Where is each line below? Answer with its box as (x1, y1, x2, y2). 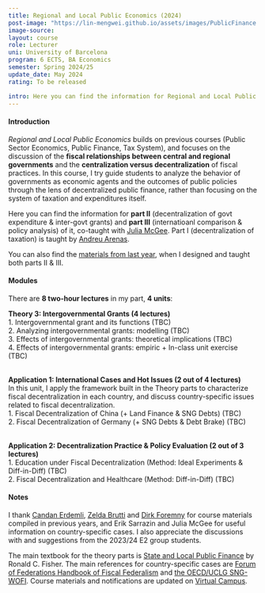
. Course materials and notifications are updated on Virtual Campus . (26, 576, 248, 585)
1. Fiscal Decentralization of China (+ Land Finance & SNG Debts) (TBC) (8, 408, 242, 418)
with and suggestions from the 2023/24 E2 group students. (8, 535, 202, 545)
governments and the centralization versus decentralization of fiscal (8, 159, 238, 169)
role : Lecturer (8, 41, 59, 49)
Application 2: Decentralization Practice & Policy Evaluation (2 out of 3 (8, 441, 244, 450)
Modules (8, 276, 38, 285)
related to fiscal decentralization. (8, 400, 115, 409)
